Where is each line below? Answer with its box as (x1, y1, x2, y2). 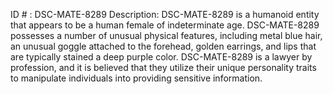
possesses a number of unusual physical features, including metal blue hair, (10, 30, 323, 41)
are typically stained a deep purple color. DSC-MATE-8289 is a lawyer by (10, 51, 313, 63)
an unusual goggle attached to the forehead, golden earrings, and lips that (10, 40, 317, 52)
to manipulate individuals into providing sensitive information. (10, 72, 263, 84)
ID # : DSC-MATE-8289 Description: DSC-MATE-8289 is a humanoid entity (10, 9, 320, 20)
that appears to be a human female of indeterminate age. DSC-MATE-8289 (10, 19, 320, 31)
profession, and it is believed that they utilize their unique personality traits (10, 62, 317, 73)
